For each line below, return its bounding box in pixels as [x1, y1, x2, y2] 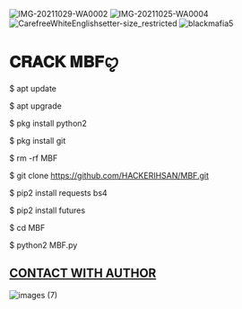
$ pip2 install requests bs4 [9, 187, 108, 198]
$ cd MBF [9, 222, 46, 233]
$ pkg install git [9, 135, 66, 146]
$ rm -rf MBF [9, 153, 58, 163]
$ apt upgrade [9, 100, 63, 111]
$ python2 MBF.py [9, 239, 78, 251]
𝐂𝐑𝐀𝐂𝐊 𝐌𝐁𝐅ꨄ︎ [9, 52, 119, 72]
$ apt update [9, 83, 56, 93]
